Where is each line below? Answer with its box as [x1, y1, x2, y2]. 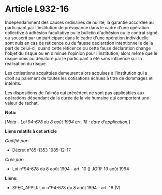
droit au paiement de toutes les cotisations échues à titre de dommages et [5, 75, 153, 81]
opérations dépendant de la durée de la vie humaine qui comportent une [5, 95, 149, 100]
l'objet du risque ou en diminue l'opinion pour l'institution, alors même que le [5, 50, 158, 56]
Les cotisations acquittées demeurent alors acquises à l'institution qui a [5, 70, 147, 76]
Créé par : [5, 156, 24, 162]
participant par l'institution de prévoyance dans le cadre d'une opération [5, 24, 149, 30]
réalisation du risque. [5, 61, 47, 66]
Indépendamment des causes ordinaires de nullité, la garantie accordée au [5, 19, 154, 25]
